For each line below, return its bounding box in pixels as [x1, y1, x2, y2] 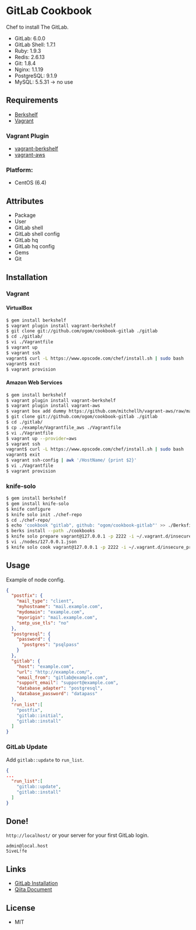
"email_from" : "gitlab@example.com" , [16, 675, 108, 681]
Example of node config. [6, 576, 65, 583]
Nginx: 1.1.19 [14, 66, 44, 73]
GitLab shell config [14, 230, 60, 238]
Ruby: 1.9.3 [14, 47, 41, 54]
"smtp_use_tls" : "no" [16, 620, 69, 626]
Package [14, 212, 36, 219]
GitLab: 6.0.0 [14, 35, 45, 42]
